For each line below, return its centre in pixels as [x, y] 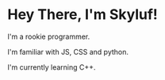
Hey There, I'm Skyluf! [82, 15]
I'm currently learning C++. [52, 67]
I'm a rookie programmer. [49, 36]
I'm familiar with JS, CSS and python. [68, 51]
